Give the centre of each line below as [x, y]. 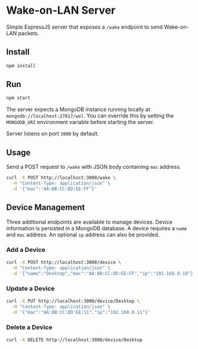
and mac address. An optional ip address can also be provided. [83, 234]
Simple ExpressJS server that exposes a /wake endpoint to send [84, 27]
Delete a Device [29, 328]
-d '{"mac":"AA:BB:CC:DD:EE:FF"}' [54, 189]
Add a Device [26, 250]
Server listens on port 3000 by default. [53, 134]
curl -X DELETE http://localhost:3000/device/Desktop [75, 340]
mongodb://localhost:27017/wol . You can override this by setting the [90, 116]
